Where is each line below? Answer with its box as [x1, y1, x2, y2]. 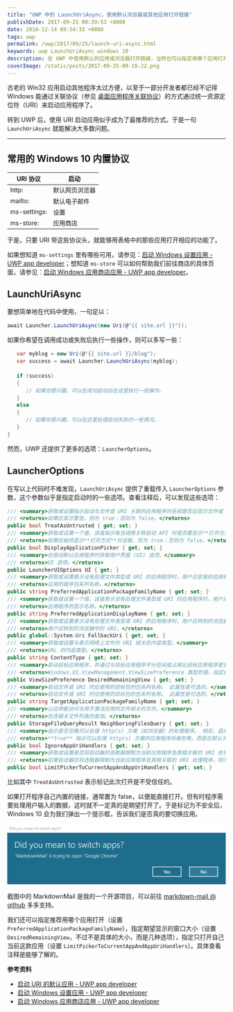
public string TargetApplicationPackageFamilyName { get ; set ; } [7, 698, 200, 705]
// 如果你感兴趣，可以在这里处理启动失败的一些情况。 [25, 417, 159, 424]
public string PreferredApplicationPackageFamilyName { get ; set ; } [7, 588, 209, 595]
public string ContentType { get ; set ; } [7, 654, 129, 661]
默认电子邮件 [53, 197, 90, 205]
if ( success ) [16, 372, 54, 379]
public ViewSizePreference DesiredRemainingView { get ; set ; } [7, 676, 194, 683]
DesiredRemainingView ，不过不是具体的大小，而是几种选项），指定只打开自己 [7, 933, 225, 941]
